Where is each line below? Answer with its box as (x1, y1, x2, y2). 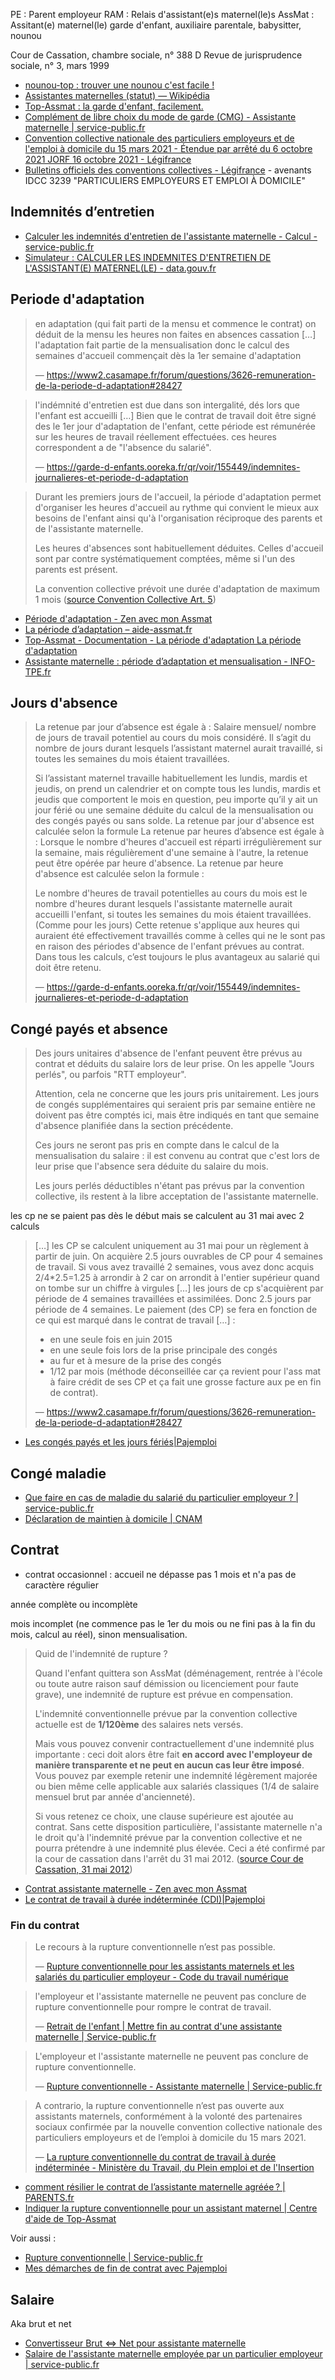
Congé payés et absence (10, 1020, 168, 1038)
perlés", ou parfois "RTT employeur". (34, 1069, 187, 1081)
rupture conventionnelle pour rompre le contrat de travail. (34, 2001, 272, 2013)
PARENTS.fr (24, 2192, 75, 2204)
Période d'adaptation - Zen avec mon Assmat (24, 612, 213, 624)
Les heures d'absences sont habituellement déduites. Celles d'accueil (34, 542, 324, 554)
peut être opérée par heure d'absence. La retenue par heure (34, 857, 284, 869)
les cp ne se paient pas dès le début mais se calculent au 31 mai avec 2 (10, 1210, 305, 1222)
